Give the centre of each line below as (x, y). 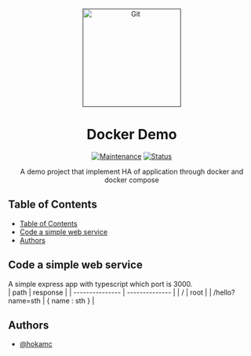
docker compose (132, 180)
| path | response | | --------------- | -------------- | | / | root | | (110, 292)
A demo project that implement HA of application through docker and (132, 171)
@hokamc (36, 344)
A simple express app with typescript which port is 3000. (100, 284)
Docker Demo (132, 135)
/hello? (224, 292)
